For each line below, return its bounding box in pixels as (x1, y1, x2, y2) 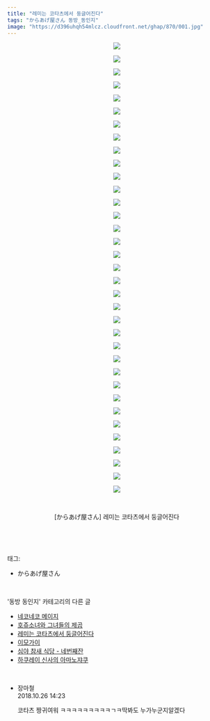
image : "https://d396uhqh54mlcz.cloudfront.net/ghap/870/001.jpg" (7, 23, 204, 30)
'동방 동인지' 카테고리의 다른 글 (7, 597, 91, 606)
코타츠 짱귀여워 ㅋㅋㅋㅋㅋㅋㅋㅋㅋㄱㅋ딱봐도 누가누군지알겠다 (17, 706, 186, 715)
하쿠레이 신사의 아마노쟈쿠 (17, 656, 89, 664)
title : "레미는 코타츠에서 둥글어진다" (7, 10, 104, 17)
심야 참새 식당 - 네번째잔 (17, 647, 83, 656)
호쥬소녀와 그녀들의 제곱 (17, 621, 83, 629)
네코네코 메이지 (17, 613, 59, 621)
